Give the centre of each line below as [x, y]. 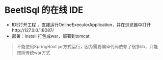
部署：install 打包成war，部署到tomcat [51, 36]
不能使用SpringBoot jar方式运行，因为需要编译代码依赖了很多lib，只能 [87, 46]
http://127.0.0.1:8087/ [33, 30]
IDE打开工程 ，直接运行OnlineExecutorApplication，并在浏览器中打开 [81, 25]
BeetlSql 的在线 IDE [44, 10]
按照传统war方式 [33, 53]
